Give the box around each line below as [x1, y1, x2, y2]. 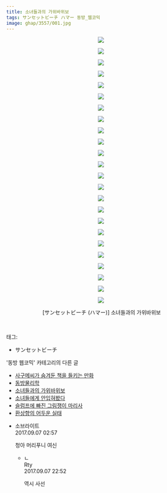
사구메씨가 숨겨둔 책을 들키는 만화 [14, 372, 94, 379]
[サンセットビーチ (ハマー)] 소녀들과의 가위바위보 [42, 309, 161, 316]
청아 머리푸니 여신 [14, 442, 57, 449]
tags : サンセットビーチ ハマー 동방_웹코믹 [6, 14, 100, 21]
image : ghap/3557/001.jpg [6, 20, 71, 26]
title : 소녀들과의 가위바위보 [6, 8, 69, 15]
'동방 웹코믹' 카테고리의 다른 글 [6, 359, 79, 366]
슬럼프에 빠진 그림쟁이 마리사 [14, 402, 83, 409]
